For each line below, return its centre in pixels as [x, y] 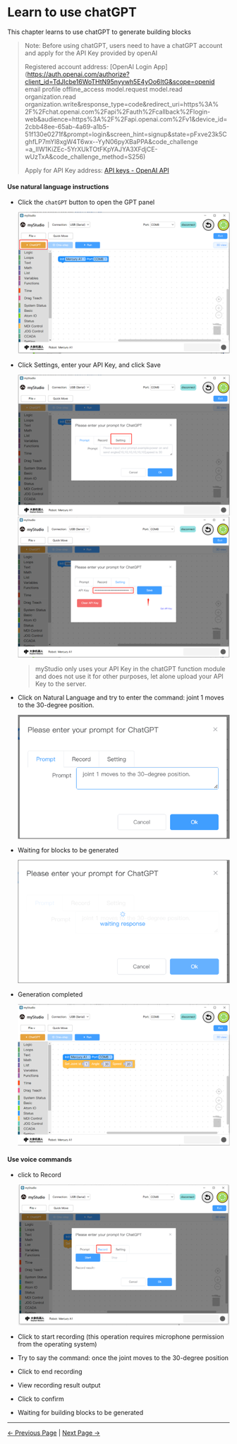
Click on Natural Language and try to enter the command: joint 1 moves [121, 697]
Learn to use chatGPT [72, 12]
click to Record [39, 1175]
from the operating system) [57, 1344]
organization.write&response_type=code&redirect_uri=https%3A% [121, 104]
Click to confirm [41, 1399]
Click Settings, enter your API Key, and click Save [89, 365]
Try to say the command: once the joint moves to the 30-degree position [123, 1358]
